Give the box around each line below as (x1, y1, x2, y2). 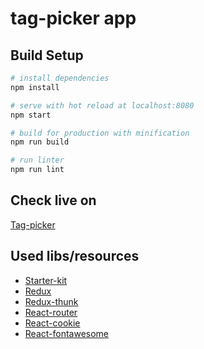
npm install (10, 82, 60, 92)
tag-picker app (10, 7, 137, 30)
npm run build (10, 137, 70, 147)
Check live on (10, 192, 97, 209)
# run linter (10, 155, 65, 166)
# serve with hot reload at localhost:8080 (10, 100, 195, 111)
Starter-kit (24, 274, 68, 286)
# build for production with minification (10, 128, 190, 138)
